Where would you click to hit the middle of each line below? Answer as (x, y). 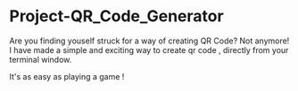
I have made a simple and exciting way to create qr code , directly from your (149, 49)
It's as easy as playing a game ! (67, 76)
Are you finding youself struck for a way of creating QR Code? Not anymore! (149, 41)
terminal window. (41, 59)
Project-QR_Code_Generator (117, 16)
